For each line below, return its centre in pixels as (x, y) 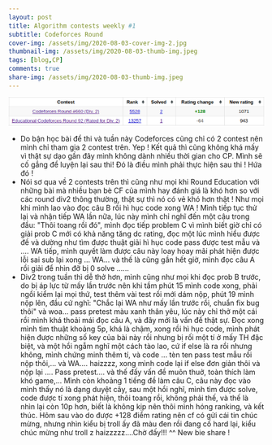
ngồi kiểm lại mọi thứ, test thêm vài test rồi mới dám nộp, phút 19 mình (137, 294)
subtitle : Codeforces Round (56, 34)
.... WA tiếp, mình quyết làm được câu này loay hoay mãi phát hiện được (140, 251)
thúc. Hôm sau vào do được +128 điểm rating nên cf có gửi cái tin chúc (139, 415)
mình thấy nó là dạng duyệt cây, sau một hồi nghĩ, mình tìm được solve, (139, 389)
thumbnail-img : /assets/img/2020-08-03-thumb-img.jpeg (103, 52)
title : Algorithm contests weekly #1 (72, 26)
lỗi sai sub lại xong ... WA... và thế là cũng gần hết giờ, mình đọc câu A (138, 260)
